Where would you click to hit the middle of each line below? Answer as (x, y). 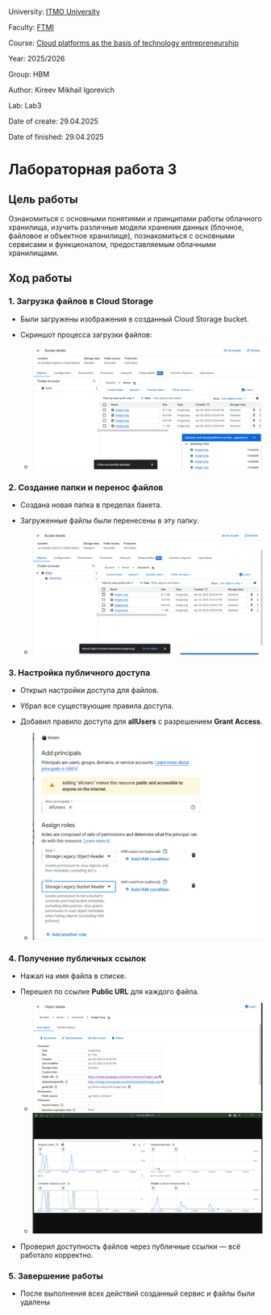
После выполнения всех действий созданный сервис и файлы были (138, 1294)
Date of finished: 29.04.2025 (56, 137)
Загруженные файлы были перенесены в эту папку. (109, 521)
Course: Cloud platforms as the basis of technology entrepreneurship (124, 43)
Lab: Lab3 (25, 105)
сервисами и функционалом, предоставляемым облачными (112, 244)
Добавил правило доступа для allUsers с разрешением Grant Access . (141, 721)
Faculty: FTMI (31, 27)
